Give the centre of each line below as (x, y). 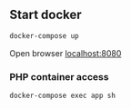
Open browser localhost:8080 (65, 53)
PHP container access (59, 76)
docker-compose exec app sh (63, 95)
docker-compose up (44, 35)
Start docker (45, 15)
